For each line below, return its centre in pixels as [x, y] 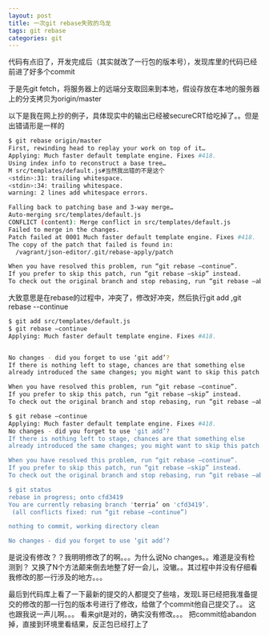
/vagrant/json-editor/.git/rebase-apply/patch [94, 252]
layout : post [30, 16]
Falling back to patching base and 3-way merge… [91, 208]
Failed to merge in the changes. [64, 230]
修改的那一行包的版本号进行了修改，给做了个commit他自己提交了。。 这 [139, 604]
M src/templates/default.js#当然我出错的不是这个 [87, 170]
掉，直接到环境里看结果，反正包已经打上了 [78, 624]
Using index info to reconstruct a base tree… [87, 163]
